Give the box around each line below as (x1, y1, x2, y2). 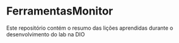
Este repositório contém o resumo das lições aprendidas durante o (6, 24, 174, 31)
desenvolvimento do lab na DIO (6, 30, 85, 38)
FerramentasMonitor (6, 4, 114, 18)
